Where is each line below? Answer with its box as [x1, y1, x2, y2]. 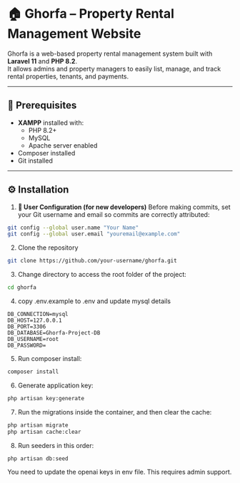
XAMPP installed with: [17, 118, 84, 127]
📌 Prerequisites [7, 99, 77, 111]
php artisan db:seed [7, 454, 69, 462]
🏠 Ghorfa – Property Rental [7, 6, 175, 22]
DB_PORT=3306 [7, 323, 46, 330]
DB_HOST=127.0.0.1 [7, 317, 62, 325]
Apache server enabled [28, 141, 98, 150]
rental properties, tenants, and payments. [7, 72, 129, 81]
